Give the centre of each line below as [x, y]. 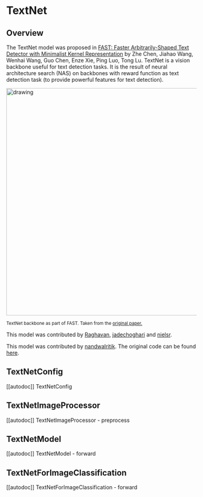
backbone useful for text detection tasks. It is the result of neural [87, 67]
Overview [25, 33]
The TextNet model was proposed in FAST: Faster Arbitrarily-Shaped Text [98, 47]
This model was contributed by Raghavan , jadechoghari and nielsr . [89, 335]
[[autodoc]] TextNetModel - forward [51, 454]
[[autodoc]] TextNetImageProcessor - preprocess [68, 420]
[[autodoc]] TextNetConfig [39, 386]
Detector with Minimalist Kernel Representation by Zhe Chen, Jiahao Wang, [100, 54]
